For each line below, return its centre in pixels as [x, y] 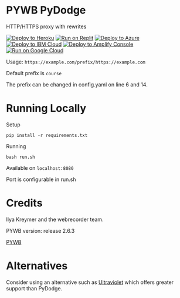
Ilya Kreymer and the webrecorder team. [55, 219]
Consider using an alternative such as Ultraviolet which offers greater [90, 282]
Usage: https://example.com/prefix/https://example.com [76, 62]
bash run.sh [21, 157]
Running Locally [46, 108]
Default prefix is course [34, 73]
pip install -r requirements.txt [47, 135]
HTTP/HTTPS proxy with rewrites [46, 26]
